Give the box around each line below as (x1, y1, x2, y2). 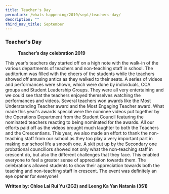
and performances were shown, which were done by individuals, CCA (5, 81, 151, 87)
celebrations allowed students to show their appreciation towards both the (5, 162, 160, 168)
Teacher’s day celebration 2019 (18, 50, 86, 56)
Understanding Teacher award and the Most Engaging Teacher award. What (5, 103, 164, 109)
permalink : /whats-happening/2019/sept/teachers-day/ (5, 12, 121, 17)
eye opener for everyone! (5, 173, 58, 179)
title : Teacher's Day (5, 7, 51, 13)
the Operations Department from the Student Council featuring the (5, 114, 144, 120)
